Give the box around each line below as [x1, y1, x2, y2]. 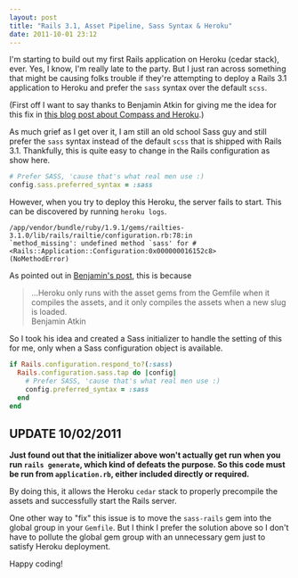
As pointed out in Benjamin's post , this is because [9, 270, 192, 281]
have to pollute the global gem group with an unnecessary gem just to [9, 532, 266, 542]
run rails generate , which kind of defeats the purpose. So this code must [9, 459, 286, 470]
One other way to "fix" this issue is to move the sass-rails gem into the [9, 513, 272, 524]
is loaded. [30, 307, 68, 318]
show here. [9, 155, 51, 166]
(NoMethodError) [9, 255, 69, 264]
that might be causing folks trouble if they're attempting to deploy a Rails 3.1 [9, 73, 287, 84]
